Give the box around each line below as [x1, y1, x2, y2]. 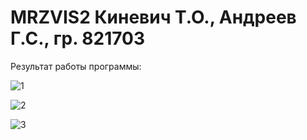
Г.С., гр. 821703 [10, 27, 146, 50]
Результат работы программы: [10, 60, 142, 72]
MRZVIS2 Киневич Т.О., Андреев [10, 6, 297, 29]
